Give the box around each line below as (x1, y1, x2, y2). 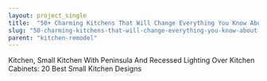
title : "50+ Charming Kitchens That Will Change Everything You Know (8, 19, 247, 27)
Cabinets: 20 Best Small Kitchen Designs (8, 64, 142, 74)
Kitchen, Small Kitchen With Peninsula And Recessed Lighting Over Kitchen (8, 56, 255, 65)
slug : (8, 26, 26, 34)
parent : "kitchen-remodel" (8, 33, 98, 42)
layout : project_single (8, 11, 87, 20)
